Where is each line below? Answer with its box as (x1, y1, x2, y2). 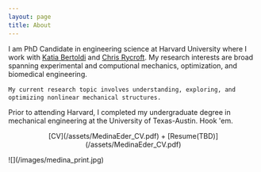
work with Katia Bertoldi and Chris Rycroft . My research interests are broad (8, 52, 254, 62)
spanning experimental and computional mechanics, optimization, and (8, 60, 238, 71)
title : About (8, 21, 52, 29)
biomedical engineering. (8, 69, 87, 78)
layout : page (8, 13, 52, 21)
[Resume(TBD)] (167, 131, 218, 140)
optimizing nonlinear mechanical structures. (8, 94, 161, 101)
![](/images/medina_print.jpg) (8, 155, 105, 164)
